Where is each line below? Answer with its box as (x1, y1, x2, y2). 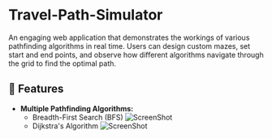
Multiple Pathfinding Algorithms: (19, 103, 134, 113)
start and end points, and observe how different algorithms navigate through (8, 50, 264, 59)
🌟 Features (8, 82, 64, 96)
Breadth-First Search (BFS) (32, 112, 123, 122)
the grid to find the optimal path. (8, 59, 116, 68)
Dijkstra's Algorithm (32, 120, 99, 131)
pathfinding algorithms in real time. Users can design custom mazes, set (8, 41, 251, 50)
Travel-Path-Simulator (8, 6, 163, 24)
